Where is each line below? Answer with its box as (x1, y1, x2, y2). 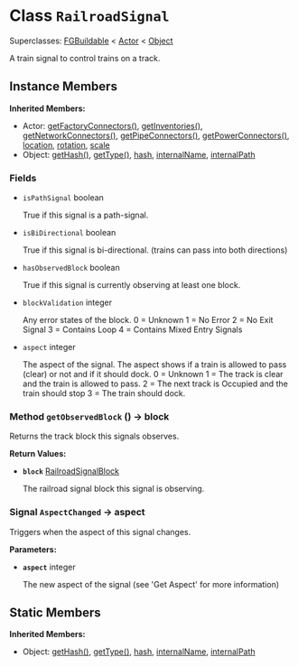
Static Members (9, 606, 101, 621)
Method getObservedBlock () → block (9, 410, 170, 422)
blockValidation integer (22, 297, 113, 308)
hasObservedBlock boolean (22, 263, 120, 273)
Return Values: (9, 449, 67, 459)
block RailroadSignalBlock (22, 466, 120, 476)
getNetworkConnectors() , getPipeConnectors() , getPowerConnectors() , (22, 130, 290, 141)
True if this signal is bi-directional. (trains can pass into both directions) (22, 245, 288, 255)
